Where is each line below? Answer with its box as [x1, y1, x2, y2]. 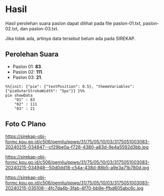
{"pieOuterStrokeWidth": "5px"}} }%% [5, 88, 85, 93]
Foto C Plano [5, 120, 46, 128]
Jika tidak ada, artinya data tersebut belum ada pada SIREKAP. [5, 35, 136, 41]
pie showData [5, 92, 33, 98]
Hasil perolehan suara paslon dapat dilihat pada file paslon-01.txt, [5, 20, 142, 26]
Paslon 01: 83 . [12, 63, 43, 69]
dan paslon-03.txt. [20, 25, 59, 31]
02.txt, [5, 25, 19, 31]
